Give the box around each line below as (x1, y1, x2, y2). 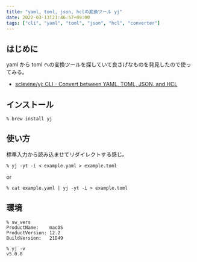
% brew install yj (6, 116, 52, 122)
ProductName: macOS (6, 224, 63, 231)
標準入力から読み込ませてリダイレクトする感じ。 (6, 151, 128, 158)
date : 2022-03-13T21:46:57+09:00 (6, 14, 90, 20)
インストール (6, 99, 54, 110)
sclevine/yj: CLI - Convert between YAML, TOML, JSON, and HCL (14, 81, 178, 88)
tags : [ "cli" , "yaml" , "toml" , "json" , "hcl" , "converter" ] (6, 20, 161, 26)
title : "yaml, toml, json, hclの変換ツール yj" (6, 8, 122, 15)
